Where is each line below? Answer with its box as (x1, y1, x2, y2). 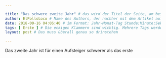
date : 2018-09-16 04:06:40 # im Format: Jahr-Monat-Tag (5, 21, 123, 26)
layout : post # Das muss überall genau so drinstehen (5, 30, 119, 35)
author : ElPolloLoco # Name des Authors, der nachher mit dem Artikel (5, 16, 154, 21)
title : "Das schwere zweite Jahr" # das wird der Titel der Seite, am (5, 11, 154, 16)
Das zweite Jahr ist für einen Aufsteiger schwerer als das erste (5, 48, 133, 54)
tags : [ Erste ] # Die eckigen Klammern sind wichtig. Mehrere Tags (5, 25, 149, 30)
